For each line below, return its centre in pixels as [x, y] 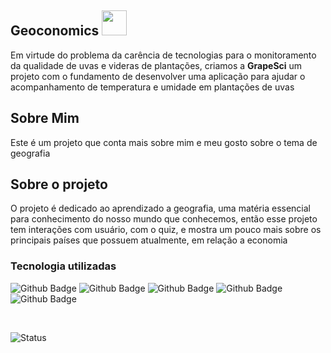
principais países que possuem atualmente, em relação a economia [149, 240]
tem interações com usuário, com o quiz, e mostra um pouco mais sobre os [166, 230]
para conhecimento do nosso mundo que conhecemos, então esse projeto [164, 219]
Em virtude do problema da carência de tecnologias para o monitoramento [163, 55]
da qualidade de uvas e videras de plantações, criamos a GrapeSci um [156, 65]
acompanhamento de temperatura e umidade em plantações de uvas [152, 87]
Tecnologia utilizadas [63, 266]
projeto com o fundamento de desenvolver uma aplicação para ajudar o [158, 76]
